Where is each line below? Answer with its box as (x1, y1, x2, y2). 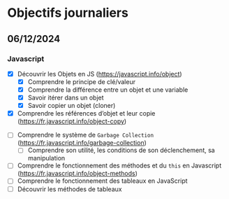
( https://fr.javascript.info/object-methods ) (17, 170, 138, 178)
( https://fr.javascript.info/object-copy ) (17, 117, 127, 125)
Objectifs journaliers (7, 5, 129, 21)
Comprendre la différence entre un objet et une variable (27, 85, 189, 94)
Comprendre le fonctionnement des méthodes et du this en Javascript (17, 161, 222, 170)
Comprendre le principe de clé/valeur (27, 77, 136, 85)
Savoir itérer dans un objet (27, 93, 104, 102)
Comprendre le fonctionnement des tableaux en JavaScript (17, 177, 188, 185)
